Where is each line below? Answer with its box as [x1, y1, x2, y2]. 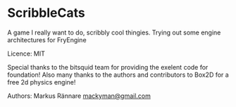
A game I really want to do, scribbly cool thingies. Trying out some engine [7, 28, 221, 37]
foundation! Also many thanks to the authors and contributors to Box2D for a [7, 70, 229, 79]
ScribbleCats [7, 5, 86, 21]
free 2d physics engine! [7, 77, 76, 86]
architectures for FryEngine [7, 35, 87, 44]
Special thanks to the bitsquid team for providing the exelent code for [7, 63, 209, 71]
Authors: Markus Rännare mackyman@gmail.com [7, 92, 151, 100]
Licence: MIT [7, 49, 46, 58]
